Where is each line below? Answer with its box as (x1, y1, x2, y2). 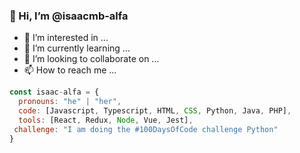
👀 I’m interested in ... (23, 32, 109, 44)
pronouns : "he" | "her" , (18, 97, 122, 107)
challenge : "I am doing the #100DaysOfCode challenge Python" (13, 124, 279, 134)
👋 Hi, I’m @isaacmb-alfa (9, 9, 129, 23)
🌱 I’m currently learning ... (23, 42, 131, 54)
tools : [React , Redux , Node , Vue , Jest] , (18, 115, 194, 125)
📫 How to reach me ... (23, 64, 117, 76)
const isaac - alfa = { (9, 87, 100, 98)
